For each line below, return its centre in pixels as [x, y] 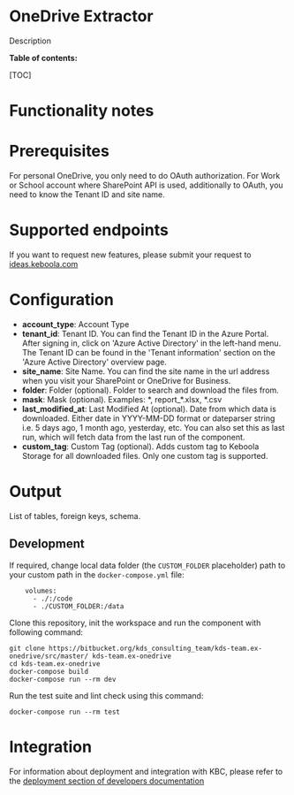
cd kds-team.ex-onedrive [55, 664]
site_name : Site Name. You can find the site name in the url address [146, 371]
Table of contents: [43, 57]
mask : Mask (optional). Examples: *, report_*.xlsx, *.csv [122, 399]
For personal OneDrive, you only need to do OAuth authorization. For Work [145, 176]
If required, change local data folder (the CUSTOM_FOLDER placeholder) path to [147, 565]
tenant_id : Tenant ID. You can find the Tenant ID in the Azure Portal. [145, 333]
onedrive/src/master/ [49, 656]
